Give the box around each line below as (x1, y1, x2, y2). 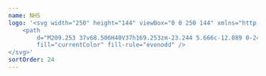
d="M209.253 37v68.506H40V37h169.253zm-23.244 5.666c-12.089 (36, 33, 243, 42)
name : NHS (8, 11, 41, 20)
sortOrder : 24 (8, 56, 55, 64)
